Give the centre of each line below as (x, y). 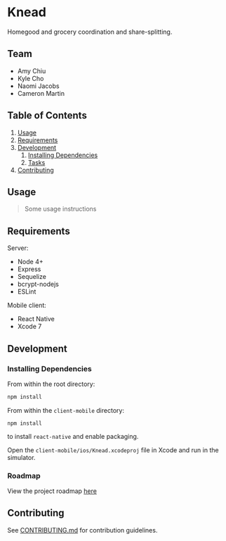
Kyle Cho (31, 78)
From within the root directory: (51, 384)
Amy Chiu (32, 70)
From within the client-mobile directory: (66, 410)
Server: (18, 248)
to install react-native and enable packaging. (73, 436)
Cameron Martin (41, 93)
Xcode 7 (29, 327)
